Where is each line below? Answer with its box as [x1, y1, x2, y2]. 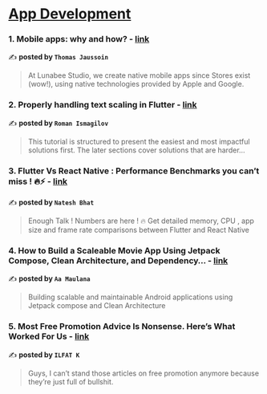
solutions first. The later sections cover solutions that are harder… [27, 145, 246, 155]
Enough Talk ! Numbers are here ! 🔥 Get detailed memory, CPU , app [27, 216, 255, 225]
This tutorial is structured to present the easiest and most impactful [27, 136, 250, 146]
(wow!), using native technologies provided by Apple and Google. [27, 79, 245, 89]
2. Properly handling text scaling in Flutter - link [8, 100, 198, 111]
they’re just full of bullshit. [27, 376, 114, 386]
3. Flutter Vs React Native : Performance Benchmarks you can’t [8, 165, 260, 177]
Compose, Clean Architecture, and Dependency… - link [8, 255, 229, 266]
